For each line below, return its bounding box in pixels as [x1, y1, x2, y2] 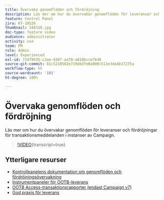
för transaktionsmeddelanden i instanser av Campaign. [5, 132, 116, 138]
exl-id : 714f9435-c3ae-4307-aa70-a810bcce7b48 [5, 57, 102, 62]
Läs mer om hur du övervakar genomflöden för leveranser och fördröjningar [5, 127, 158, 133]
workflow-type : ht [5, 66, 42, 71]
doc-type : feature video [5, 30, 56, 35]
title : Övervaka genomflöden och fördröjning [5, 7, 99, 12]
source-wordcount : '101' [5, 71, 56, 76]
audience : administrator [5, 35, 56, 40]
